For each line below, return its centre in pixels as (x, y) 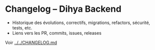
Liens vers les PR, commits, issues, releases (57, 33)
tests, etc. (22, 27)
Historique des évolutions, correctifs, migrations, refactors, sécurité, (81, 23)
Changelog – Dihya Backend (63, 9)
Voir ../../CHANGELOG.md (31, 42)
